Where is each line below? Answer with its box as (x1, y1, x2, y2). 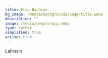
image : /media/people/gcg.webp (5, 21, 70, 26)
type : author (5, 26, 32, 30)
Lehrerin (5, 48, 22, 54)
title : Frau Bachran (5, 7, 48, 12)
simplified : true (5, 30, 41, 35)
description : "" (5, 16, 39, 21)
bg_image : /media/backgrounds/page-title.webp (5, 12, 103, 17)
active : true (5, 35, 32, 40)
